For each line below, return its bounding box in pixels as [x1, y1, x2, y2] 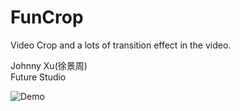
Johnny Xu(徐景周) [10, 59, 88, 71]
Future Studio [10, 71, 67, 83]
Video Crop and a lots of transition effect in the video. [10, 39, 232, 51]
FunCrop [10, 6, 84, 29]
